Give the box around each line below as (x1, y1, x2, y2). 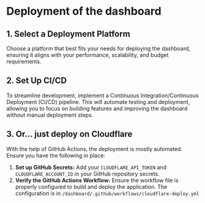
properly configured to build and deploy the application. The (15, 183, 168, 190)
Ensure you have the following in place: (6, 152, 105, 159)
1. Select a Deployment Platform (6, 29, 130, 39)
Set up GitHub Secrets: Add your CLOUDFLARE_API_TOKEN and (15, 163, 167, 171)
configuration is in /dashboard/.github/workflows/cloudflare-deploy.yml (15, 190, 199, 197)
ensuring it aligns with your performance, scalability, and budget (6, 51, 169, 59)
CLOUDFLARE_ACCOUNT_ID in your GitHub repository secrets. (15, 170, 160, 177)
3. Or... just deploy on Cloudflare (6, 129, 133, 139)
